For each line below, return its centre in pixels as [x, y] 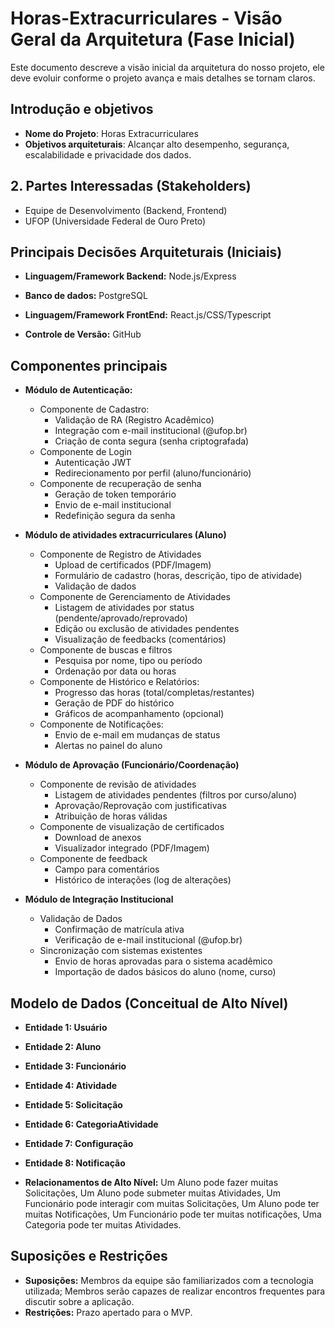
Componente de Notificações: [101, 724]
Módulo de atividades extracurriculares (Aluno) [125, 535]
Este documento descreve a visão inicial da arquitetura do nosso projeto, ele [167, 67]
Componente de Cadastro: [94, 409]
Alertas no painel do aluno [108, 746]
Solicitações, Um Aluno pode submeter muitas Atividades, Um [153, 1193]
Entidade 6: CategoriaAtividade [91, 1124]
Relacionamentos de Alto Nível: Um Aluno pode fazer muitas [151, 1182]
